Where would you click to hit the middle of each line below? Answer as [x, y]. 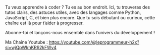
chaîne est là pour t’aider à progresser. [45, 23]
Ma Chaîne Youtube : [27, 42]
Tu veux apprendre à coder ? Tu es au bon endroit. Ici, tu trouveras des [78, 7]
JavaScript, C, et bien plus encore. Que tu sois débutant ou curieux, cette [80, 18]
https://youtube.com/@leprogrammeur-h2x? [94, 42]
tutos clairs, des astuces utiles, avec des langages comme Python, [73, 12]
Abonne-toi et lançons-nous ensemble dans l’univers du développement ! [80, 32]
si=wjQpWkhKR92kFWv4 [31, 47]
